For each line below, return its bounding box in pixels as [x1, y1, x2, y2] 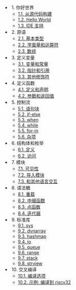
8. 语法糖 [11, 185, 31, 190]
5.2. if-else [17, 111, 41, 117]
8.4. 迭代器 [17, 210, 41, 216]
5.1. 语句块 [17, 106, 40, 111]
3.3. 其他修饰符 [17, 74, 49, 80]
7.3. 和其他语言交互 [17, 178, 58, 184]
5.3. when [17, 117, 39, 123]
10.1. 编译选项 [17, 273, 46, 279]
